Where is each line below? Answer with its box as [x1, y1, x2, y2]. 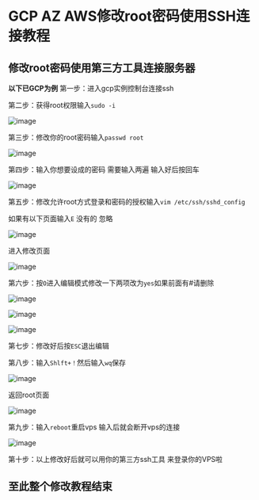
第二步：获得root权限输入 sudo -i [8, 101, 116, 109]
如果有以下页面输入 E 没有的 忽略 [8, 214, 113, 223]
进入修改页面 [8, 246, 50, 255]
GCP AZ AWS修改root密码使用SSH [8, 7, 236, 25]
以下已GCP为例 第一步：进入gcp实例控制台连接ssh [8, 84, 174, 93]
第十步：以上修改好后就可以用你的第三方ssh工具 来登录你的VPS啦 [8, 455, 223, 464]
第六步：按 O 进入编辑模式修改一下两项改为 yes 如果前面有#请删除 [8, 278, 215, 288]
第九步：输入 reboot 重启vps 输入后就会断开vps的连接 [8, 422, 181, 432]
